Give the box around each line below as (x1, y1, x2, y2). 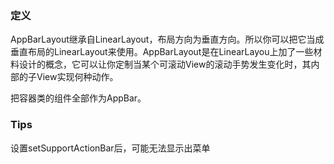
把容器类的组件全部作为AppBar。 (10, 92, 147, 104)
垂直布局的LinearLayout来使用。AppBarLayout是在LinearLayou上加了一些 (10, 46, 314, 58)
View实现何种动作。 (36, 71, 119, 83)
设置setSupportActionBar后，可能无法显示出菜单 (10, 142, 211, 154)
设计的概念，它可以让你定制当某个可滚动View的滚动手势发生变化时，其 (18, 58, 312, 71)
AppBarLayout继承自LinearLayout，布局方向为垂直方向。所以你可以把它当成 (10, 33, 325, 46)
